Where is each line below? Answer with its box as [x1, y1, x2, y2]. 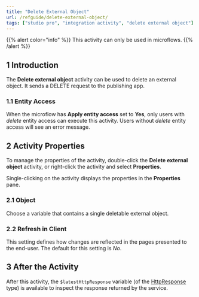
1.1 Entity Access [6, 97, 56, 105]
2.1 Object [6, 196, 36, 204]
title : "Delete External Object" [6, 8, 90, 15]
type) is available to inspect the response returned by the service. [6, 284, 169, 291]
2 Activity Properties [6, 141, 85, 151]
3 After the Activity [6, 262, 79, 272]
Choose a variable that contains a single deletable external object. [6, 210, 169, 217]
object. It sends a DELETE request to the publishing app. [6, 82, 145, 90]
